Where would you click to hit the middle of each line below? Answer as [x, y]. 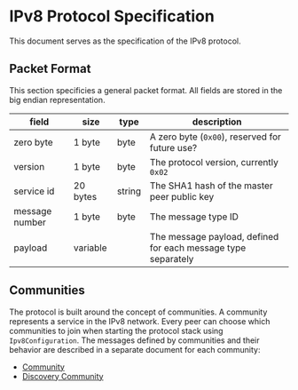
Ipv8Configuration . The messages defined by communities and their [134, 340]
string [129, 191]
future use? [173, 147]
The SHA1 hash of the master [211, 186]
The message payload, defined [214, 236]
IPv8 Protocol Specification [112, 16]
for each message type [198, 248]
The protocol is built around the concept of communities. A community [138, 312]
